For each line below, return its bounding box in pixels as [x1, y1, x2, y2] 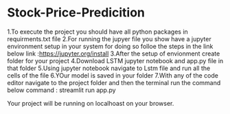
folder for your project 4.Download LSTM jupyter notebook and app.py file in [7, 56, 224, 65]
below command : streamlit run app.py [7, 86, 116, 94]
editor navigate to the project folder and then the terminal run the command [7, 78, 221, 87]
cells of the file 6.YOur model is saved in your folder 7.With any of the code [7, 71, 218, 80]
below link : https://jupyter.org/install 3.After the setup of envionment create [7, 49, 220, 58]
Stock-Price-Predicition [7, 5, 146, 21]
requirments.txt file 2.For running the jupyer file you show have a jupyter [7, 34, 211, 43]
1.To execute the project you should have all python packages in [7, 27, 189, 36]
